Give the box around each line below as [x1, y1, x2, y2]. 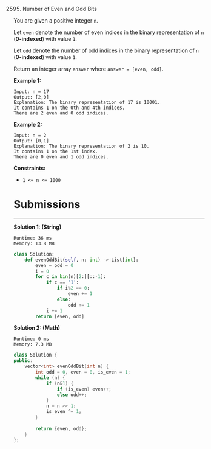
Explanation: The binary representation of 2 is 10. [13, 143, 150, 149]
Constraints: [13, 164, 46, 172]
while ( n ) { [35, 374, 66, 381]
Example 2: [13, 121, 42, 128]
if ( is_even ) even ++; [56, 386, 112, 392]
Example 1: [13, 77, 42, 84]
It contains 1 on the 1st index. [13, 148, 98, 155]
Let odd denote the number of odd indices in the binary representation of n [13, 47, 199, 54]
